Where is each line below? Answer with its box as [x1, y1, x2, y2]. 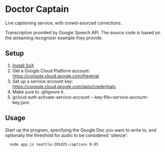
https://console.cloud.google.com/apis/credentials [12, 83, 116, 89]
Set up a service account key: [12, 78, 73, 84]
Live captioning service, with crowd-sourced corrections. [5, 20, 122, 26]
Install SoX [12, 62, 34, 68]
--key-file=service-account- [91, 94, 149, 100]
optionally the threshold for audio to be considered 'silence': [5, 132, 128, 138]
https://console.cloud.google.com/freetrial [12, 73, 99, 79]
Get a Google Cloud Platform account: [12, 68, 90, 74]
